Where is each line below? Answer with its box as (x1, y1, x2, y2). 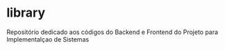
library (6, 5, 46, 21)
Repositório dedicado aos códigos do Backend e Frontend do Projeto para (6, 28, 219, 36)
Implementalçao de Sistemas (6, 35, 90, 43)
